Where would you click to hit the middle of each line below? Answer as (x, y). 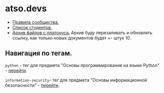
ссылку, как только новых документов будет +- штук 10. (72, 38)
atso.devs (26, 9)
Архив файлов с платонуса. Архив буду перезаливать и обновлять (82, 32)
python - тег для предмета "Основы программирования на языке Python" (82, 65)
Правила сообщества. (35, 22)
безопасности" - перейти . (33, 85)
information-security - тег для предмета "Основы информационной (76, 80)
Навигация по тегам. (39, 53)
